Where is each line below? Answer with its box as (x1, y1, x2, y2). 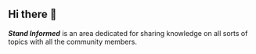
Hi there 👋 (8, 8, 57, 21)
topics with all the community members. (8, 37, 137, 46)
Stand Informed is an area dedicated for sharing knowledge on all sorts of (8, 28, 248, 38)
